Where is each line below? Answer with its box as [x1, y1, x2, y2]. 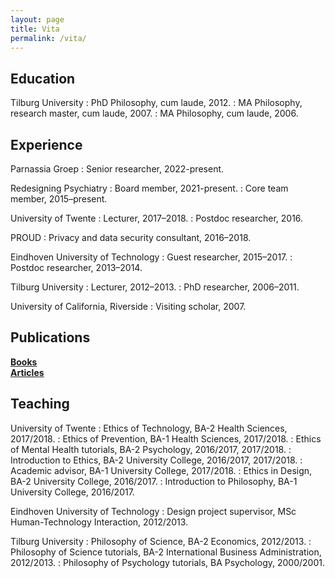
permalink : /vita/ [10, 33, 87, 43]
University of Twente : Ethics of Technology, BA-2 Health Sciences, [10, 422, 288, 434]
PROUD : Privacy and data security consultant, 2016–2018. [10, 232, 252, 243]
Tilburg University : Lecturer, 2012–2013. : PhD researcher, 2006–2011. [10, 281, 300, 293]
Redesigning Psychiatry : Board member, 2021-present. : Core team [10, 182, 289, 194]
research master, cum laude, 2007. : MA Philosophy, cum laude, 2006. [10, 107, 299, 120]
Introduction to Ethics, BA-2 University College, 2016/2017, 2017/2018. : [10, 454, 303, 466]
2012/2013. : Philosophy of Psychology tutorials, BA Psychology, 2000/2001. [10, 556, 325, 568]
